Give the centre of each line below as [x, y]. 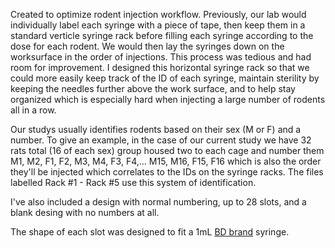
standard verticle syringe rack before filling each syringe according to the [162, 35]
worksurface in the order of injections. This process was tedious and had [161, 57]
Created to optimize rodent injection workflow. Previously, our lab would [158, 14]
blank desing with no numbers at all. [85, 212]
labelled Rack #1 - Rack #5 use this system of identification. [133, 182]
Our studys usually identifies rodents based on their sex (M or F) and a [156, 129]
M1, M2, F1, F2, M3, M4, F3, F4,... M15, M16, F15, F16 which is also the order [166, 161]
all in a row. [33, 110]
